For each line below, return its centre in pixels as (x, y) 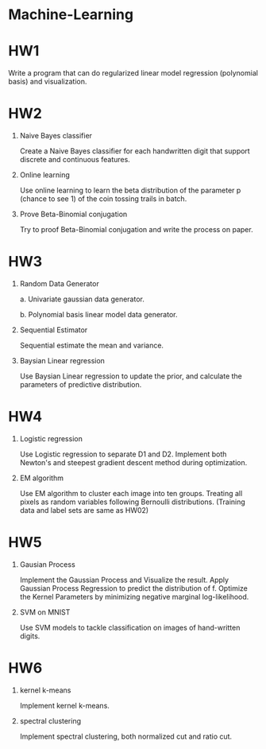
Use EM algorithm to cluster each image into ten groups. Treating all (131, 493)
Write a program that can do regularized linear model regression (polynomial (133, 73)
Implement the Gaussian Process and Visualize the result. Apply (124, 580)
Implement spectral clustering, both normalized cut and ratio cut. (126, 736)
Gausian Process (47, 564)
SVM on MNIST (45, 612)
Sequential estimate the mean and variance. (92, 345)
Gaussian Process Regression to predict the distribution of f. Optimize (134, 588)
